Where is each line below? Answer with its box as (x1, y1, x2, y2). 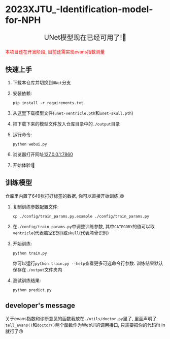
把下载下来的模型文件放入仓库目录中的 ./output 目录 (12, 121, 120, 127)
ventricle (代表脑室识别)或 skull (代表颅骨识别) (12, 230, 109, 236)
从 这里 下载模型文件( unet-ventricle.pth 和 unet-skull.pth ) (12, 110, 133, 116)
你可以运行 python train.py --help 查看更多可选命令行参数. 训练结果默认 (12, 260, 163, 266)
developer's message (5, 301, 75, 310)
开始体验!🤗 (12, 162, 36, 168)
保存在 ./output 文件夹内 (12, 266, 62, 272)
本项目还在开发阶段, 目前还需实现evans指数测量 (5, 49, 105, 55)
